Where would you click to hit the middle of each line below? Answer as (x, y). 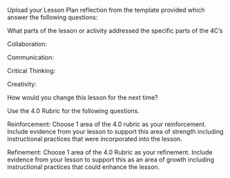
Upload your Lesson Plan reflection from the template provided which (106, 10)
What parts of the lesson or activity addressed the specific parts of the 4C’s (115, 31)
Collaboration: (27, 44)
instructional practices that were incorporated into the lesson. (95, 139)
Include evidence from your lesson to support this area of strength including (115, 131)
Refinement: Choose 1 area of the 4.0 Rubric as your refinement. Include (110, 152)
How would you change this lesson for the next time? (83, 97)
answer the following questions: (52, 17)
